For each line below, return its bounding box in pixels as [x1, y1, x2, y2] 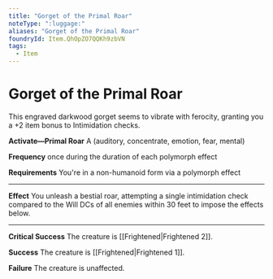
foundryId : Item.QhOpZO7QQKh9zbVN [8, 34, 126, 43]
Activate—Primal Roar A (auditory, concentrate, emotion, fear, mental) [8, 136, 245, 146]
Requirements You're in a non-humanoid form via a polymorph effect [8, 168, 241, 177]
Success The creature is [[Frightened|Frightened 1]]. [8, 247, 185, 257]
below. [8, 208, 31, 218]
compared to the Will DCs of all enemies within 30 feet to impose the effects [8, 199, 264, 209]
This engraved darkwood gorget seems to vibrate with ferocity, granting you [8, 111, 264, 121]
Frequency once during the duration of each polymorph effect [8, 151, 218, 161]
